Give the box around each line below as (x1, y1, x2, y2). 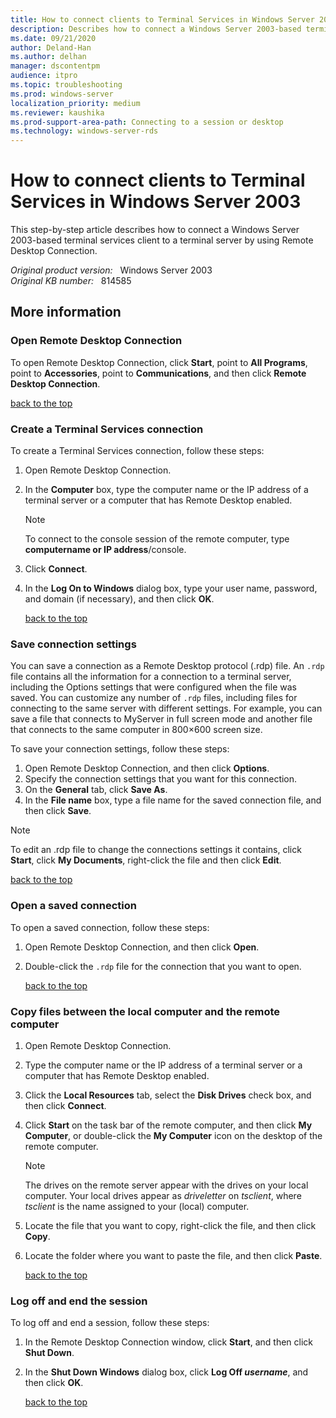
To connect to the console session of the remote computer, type (24, 533, 290, 545)
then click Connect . (24, 1099, 107, 1111)
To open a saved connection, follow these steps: (10, 921, 210, 933)
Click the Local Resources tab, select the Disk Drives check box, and (24, 1089, 312, 1101)
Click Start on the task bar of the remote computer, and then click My (24, 1119, 313, 1131)
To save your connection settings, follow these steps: (10, 743, 230, 755)
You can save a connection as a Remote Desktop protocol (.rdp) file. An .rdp (10, 660, 325, 672)
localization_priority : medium (10, 98, 141, 108)
